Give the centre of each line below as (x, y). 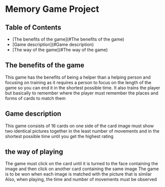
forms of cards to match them (35, 98)
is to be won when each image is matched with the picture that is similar (79, 174)
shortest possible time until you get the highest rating (59, 136)
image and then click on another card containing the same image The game (82, 169)
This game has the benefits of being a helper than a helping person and (78, 77)
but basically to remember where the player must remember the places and (82, 93)
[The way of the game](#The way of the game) (60, 50)
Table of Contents (33, 27)
